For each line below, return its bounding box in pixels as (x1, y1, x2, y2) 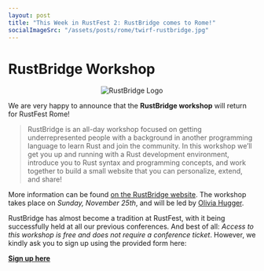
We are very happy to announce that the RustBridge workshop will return (8, 101, 247, 111)
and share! (27, 174, 63, 185)
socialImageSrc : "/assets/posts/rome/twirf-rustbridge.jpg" (8, 26, 210, 34)
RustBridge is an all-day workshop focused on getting (27, 125, 202, 134)
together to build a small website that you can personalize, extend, (27, 167, 244, 176)
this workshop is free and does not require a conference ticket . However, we (8, 230, 256, 240)
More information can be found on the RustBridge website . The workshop (8, 190, 247, 200)
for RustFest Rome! (8, 109, 71, 119)
